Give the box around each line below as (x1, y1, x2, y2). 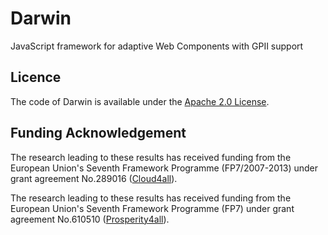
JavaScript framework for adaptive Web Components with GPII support (10, 40, 304, 52)
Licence (10, 69, 62, 86)
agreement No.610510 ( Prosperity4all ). (10, 213, 170, 225)
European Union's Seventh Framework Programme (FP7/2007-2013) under (10, 162, 319, 174)
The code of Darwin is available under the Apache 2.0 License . (10, 95, 270, 107)
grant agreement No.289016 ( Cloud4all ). (10, 172, 178, 184)
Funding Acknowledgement (10, 125, 187, 142)
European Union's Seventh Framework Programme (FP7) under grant (10, 202, 295, 214)
